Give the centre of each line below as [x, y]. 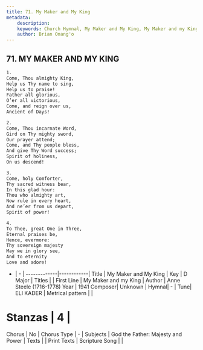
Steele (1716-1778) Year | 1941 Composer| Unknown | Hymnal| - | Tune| [103, 287]
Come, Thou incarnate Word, [42, 128]
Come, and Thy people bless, [43, 145]
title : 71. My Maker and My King [48, 12]
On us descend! [25, 162]
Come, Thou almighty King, [40, 78]
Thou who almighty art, [36, 196]
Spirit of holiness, [32, 157]
